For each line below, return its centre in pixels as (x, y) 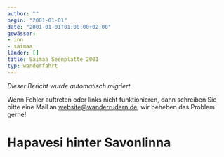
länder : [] (23, 53)
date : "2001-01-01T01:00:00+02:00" (59, 27)
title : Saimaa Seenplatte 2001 (53, 60)
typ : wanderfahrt (33, 66)
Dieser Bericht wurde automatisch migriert (69, 86)
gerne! (17, 114)
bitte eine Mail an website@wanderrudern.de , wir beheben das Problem (111, 107)
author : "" (23, 14)
